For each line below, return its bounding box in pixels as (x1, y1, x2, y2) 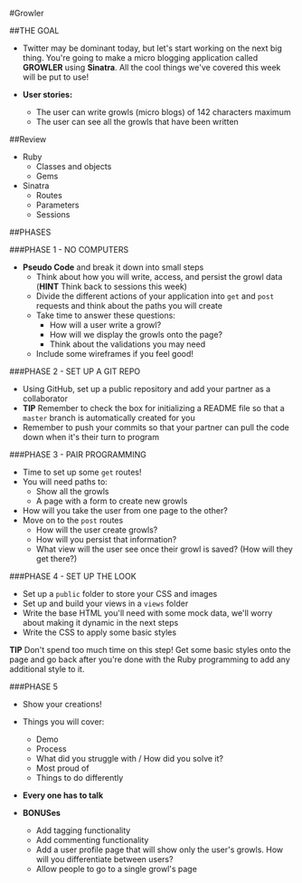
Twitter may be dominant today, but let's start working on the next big (22, 43, 282, 53)
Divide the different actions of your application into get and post (35, 291, 274, 302)
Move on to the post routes (22, 515, 124, 525)
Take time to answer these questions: (35, 310, 176, 321)
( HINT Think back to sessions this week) (35, 281, 188, 292)
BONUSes (22, 808, 61, 818)
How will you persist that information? (35, 534, 177, 544)
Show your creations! (22, 699, 102, 709)
